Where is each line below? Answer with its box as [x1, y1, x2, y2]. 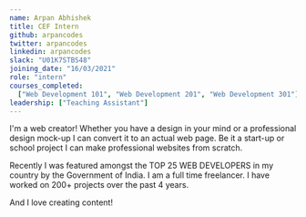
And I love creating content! [9, 197, 114, 208]
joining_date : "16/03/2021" [9, 65, 117, 74]
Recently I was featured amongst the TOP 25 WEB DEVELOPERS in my [9, 160, 274, 171]
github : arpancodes [9, 30, 84, 39]
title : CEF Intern [9, 22, 79, 31]
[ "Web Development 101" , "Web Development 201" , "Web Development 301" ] [17, 89, 300, 98]
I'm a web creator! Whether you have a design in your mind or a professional [9, 123, 297, 134]
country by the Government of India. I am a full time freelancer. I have [9, 170, 270, 181]
